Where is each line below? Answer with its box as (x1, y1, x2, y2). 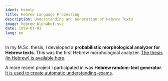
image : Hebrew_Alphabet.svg (5, 21, 64, 26)
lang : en (5, 30, 24, 35)
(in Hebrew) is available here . (5, 55, 66, 60)
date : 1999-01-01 (5, 26, 42, 31)
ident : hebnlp (5, 7, 35, 12)
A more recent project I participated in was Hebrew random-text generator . (5, 64, 163, 70)
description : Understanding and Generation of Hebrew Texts (5, 16, 134, 21)
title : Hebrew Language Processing (5, 12, 80, 17)
